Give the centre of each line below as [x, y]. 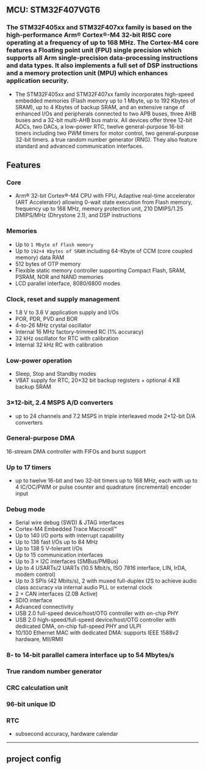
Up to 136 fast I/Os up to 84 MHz [57, 542]
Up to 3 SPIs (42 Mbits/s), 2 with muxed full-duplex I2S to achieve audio [106, 581]
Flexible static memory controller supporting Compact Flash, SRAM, [100, 270]
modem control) [35, 574]
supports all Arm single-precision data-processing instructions [102, 58]
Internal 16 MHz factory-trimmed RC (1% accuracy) [79, 331]
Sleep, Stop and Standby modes [56, 374]
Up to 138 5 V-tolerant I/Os [49, 549]
